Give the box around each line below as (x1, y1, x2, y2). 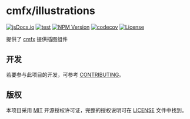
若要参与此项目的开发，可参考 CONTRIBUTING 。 (6, 71, 125, 78)
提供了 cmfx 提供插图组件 (6, 35, 68, 42)
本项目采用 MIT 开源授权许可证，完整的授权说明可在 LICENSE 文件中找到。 (6, 107, 187, 114)
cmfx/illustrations (6, 4, 95, 18)
